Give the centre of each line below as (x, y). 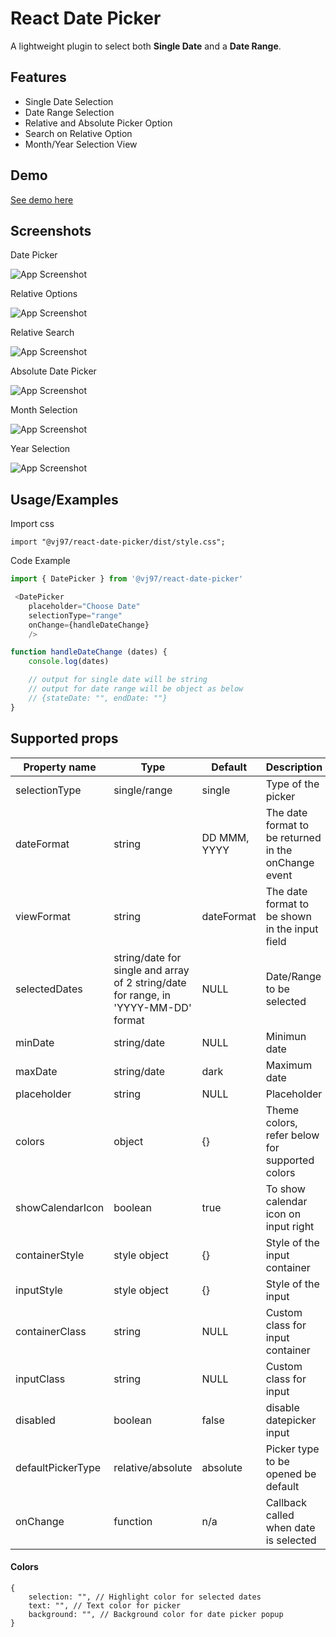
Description (294, 767)
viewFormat (43, 916)
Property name (60, 767)
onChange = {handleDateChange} (89, 625)
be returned (293, 837)
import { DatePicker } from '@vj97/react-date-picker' (127, 579)
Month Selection (44, 410)
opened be (291, 1474)
